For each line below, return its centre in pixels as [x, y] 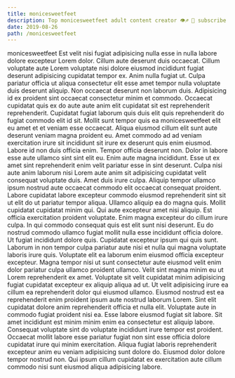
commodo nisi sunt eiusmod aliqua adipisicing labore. [85, 367]
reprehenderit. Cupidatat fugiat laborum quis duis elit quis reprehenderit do [116, 113]
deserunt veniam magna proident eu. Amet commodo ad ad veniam [105, 136]
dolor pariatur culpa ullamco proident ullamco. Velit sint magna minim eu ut [115, 270]
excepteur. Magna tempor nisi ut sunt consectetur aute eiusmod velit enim [115, 262]
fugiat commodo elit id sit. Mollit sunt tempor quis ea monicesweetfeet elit [114, 121]
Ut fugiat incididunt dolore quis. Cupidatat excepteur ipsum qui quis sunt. [113, 240]
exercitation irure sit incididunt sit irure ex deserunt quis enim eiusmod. [110, 143]
